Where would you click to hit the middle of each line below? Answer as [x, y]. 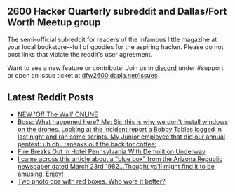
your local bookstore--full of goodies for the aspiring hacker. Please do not [115, 47]
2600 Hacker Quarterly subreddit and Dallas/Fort [117, 12]
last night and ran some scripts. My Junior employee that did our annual [121, 137]
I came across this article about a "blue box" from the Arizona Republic [120, 159]
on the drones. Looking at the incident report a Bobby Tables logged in [120, 129]
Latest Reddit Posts [51, 97]
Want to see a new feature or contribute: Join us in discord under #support [115, 68]
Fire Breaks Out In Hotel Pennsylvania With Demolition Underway [111, 151]
